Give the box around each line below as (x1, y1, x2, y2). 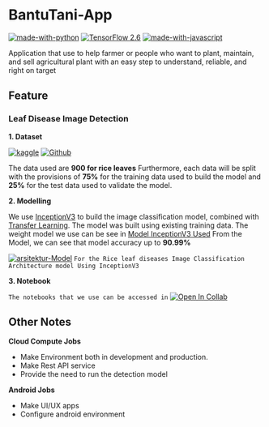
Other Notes (8, 315, 71, 329)
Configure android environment (19, 409, 126, 419)
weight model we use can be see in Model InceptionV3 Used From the (8, 228, 243, 238)
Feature (8, 89, 49, 103)
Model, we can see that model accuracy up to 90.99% (8, 237, 191, 247)
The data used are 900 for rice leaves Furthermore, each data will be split (8, 163, 257, 173)
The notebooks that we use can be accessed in (8, 293, 169, 301)
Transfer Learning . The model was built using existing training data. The (8, 220, 249, 230)
